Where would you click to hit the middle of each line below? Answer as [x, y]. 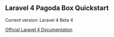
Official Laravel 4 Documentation [39, 30]
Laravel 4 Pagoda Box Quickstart [57, 8]
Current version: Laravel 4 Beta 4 [39, 20]
